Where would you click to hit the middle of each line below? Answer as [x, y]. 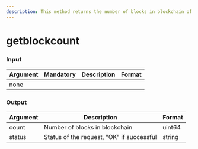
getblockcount [43, 41]
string [171, 137]
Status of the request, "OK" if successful [100, 137]
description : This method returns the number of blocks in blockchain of [99, 12]
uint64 [172, 128]
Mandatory [60, 74]
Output [17, 102]
